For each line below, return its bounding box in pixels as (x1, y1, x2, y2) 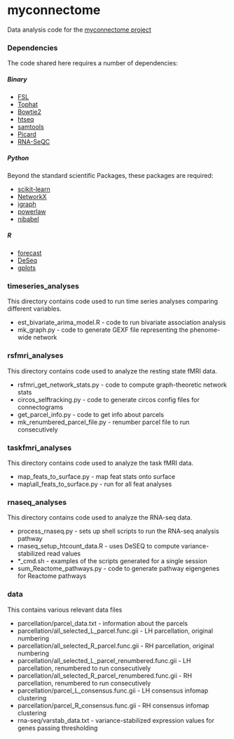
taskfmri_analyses (7, 442, 72, 452)
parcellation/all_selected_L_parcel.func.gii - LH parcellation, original (17, 626, 214, 635)
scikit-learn (17, 185, 50, 193)
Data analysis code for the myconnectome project (7, 25, 152, 34)
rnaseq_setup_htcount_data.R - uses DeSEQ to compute (17, 542, 180, 551)
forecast (17, 249, 42, 257)
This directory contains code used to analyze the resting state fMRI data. (7, 366, 217, 375)
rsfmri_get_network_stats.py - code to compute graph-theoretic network (17, 380, 228, 389)
